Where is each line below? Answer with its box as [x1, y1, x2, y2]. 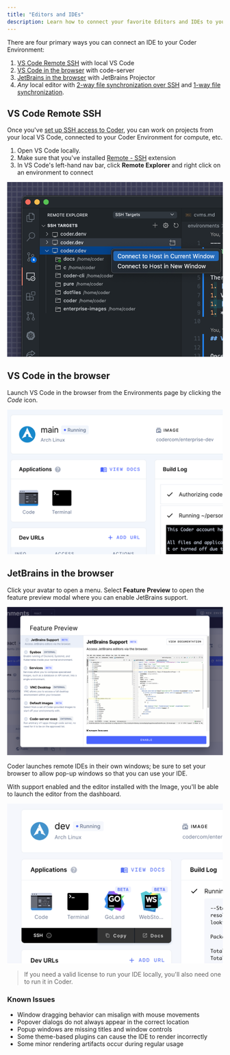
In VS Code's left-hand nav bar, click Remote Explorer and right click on [16, 161, 221, 170]
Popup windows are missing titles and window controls [16, 1025, 172, 1033]
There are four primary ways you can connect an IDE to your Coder [7, 38, 197, 46]
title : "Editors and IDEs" [7, 11, 84, 18]
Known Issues [7, 995, 55, 1004]
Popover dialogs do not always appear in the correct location [16, 1017, 190, 1026]
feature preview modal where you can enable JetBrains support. [7, 593, 188, 601]
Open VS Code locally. [16, 146, 81, 155]
